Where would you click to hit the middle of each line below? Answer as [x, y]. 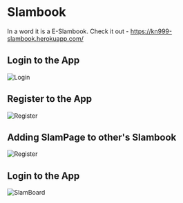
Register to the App [50, 99]
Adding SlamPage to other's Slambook [92, 137]
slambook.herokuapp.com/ [46, 38]
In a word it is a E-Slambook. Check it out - [68, 31]
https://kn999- [151, 31]
